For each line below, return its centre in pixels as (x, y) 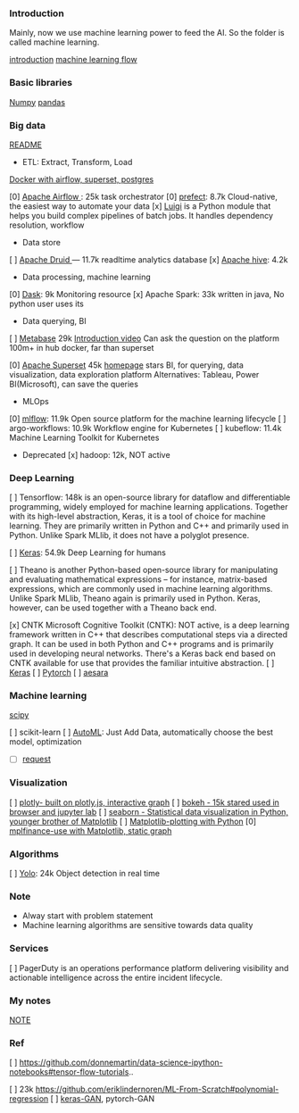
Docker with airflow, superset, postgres (82, 179)
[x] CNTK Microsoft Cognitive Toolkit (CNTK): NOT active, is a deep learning (149, 625)
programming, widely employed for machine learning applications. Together (149, 507)
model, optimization (46, 742)
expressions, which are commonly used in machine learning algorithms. (141, 589)
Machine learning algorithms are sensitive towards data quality (137, 926)
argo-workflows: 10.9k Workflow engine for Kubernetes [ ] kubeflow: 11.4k (145, 428)
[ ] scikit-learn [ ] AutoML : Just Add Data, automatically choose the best (141, 732)
